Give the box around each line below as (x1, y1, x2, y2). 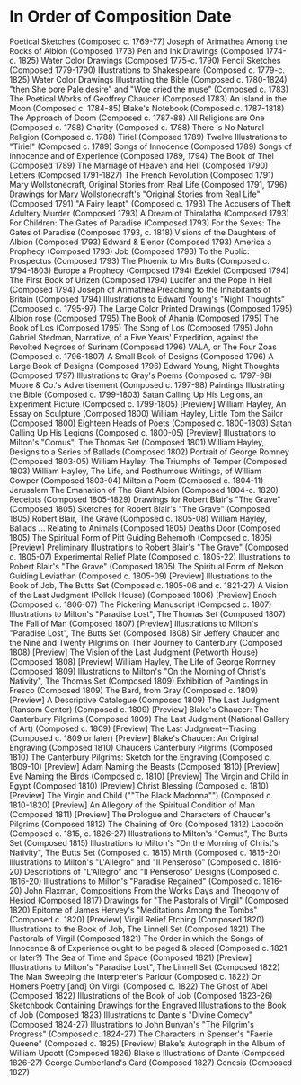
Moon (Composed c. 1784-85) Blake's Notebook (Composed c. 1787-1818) (9, 102, 285, 113)
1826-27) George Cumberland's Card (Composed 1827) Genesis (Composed (9, 1057, 293, 1068)
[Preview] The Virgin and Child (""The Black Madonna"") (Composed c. (9, 789, 274, 800)
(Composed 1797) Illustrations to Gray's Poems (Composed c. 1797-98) (9, 370, 273, 381)
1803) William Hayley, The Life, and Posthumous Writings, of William (9, 465, 262, 476)
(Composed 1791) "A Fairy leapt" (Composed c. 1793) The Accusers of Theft (9, 198, 292, 208)
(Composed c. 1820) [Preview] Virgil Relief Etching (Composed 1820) (9, 913, 265, 924)
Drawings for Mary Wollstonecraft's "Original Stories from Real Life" (9, 189, 261, 199)
